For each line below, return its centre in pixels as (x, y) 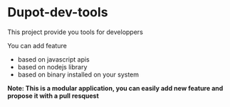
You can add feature (37, 45)
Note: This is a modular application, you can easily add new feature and (115, 88)
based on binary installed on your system (78, 74)
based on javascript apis (54, 59)
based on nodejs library (52, 67)
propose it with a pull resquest (53, 96)
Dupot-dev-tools (58, 12)
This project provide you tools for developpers (75, 32)
